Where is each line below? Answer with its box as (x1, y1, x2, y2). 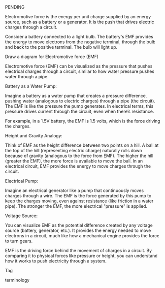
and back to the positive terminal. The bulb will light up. (5, 44, 117, 50)
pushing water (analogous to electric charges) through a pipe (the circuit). (5, 98, 156, 104)
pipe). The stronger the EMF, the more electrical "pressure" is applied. (5, 203, 148, 209)
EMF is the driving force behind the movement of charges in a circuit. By (5, 248, 152, 253)
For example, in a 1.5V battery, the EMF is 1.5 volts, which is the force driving (5, 118, 161, 124)
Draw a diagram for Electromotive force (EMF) (5, 54, 99, 60)
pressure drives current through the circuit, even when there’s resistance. (5, 108, 154, 114)
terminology (5, 277, 30, 283)
